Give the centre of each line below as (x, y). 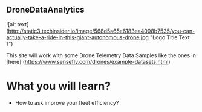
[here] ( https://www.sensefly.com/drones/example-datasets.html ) (88, 61)
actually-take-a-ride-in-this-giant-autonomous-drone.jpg (78, 37)
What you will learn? (58, 86)
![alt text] (18, 24)
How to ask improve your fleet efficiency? (67, 102)
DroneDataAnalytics (45, 10)
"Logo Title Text (170, 37)
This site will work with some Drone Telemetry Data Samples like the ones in (101, 55)
